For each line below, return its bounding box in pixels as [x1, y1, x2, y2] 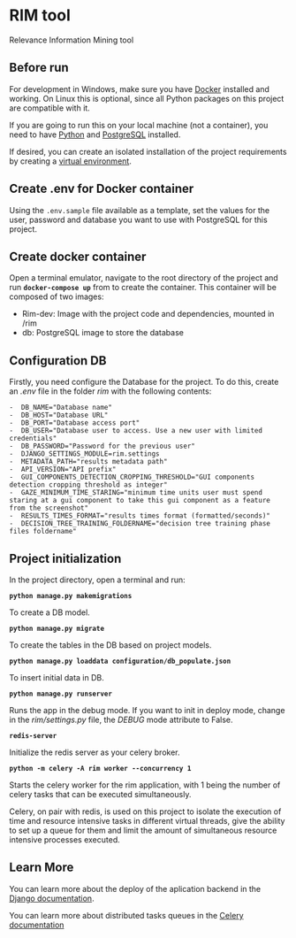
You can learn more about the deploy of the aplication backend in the [9, 883, 262, 894]
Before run [9, 60, 69, 75]
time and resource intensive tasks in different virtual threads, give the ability [9, 816, 285, 826]
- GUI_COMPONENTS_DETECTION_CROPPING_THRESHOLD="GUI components [9, 473, 254, 482]
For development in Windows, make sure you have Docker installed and [9, 83, 269, 94]
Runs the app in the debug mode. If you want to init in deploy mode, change [9, 705, 285, 715]
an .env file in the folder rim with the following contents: [9, 386, 212, 396]
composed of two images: [9, 291, 104, 302]
